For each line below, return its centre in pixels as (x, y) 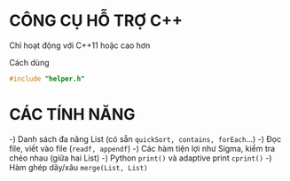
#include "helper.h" (47, 79)
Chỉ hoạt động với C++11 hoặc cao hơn (80, 45)
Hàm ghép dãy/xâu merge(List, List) (78, 167)
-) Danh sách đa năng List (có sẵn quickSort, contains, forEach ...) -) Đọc (145, 138)
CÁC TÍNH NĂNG (72, 114)
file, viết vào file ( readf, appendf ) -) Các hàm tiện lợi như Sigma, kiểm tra (142, 148)
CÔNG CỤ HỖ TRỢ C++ (96, 21)
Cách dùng (30, 62)
